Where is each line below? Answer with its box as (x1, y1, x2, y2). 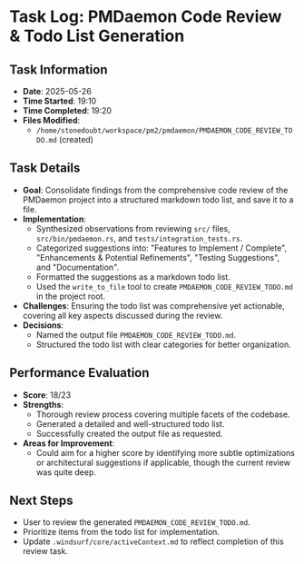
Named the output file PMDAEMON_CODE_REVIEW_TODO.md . (35, 329, 237, 340)
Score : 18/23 (22, 389, 72, 401)
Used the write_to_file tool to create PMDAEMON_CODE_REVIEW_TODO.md (35, 281, 293, 292)
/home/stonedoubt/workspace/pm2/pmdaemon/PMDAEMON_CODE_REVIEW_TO (35, 126, 293, 135)
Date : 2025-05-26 (22, 86, 93, 96)
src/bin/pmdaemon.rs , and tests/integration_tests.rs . (35, 233, 243, 243)
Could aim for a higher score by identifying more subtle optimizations (35, 447, 295, 458)
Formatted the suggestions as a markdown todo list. (35, 271, 231, 282)
